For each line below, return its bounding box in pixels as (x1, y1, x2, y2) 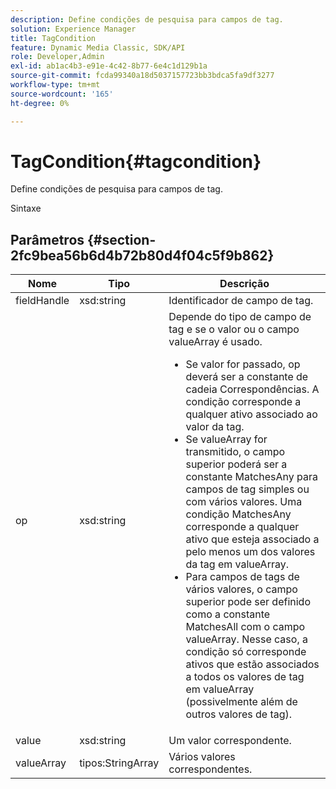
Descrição (219, 277, 270, 291)
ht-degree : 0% (10, 98, 70, 108)
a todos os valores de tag (185, 670, 305, 684)
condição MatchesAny (185, 507, 292, 521)
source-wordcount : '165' (10, 89, 114, 99)
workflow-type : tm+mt (10, 80, 101, 90)
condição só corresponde (185, 645, 307, 659)
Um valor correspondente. (168, 734, 292, 748)
